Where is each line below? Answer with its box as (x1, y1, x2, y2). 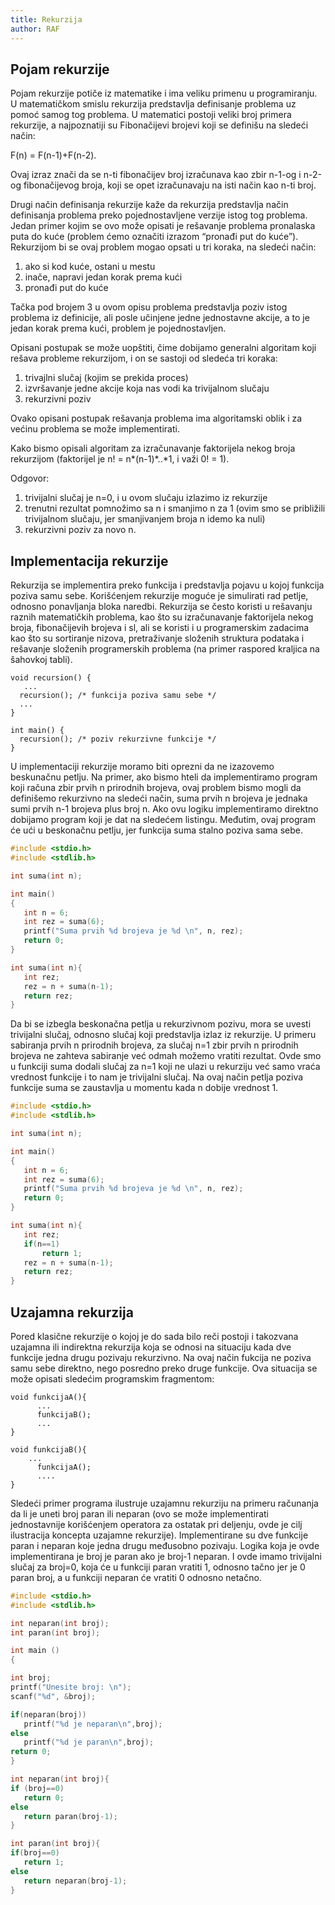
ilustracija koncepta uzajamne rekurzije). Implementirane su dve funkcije (10, 1529, 309, 1541)
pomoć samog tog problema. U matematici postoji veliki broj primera (10, 109, 292, 121)
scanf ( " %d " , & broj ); (10, 1691, 97, 1701)
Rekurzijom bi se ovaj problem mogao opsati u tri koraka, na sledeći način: (10, 241, 317, 253)
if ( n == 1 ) (23, 1239, 60, 1249)
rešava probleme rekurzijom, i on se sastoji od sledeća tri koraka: (10, 352, 278, 365)
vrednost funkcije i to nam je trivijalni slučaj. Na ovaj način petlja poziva (10, 1071, 304, 1083)
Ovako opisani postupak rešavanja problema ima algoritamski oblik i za (10, 412, 303, 425)
